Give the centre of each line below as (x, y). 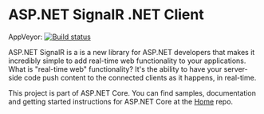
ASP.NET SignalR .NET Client (106, 15)
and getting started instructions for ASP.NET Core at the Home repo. (121, 101)
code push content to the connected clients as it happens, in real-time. (140, 77)
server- (236, 69)
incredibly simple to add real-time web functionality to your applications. (127, 61)
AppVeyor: (26, 37)
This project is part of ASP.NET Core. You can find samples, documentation (132, 92)
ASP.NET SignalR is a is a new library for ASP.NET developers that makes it (132, 52)
